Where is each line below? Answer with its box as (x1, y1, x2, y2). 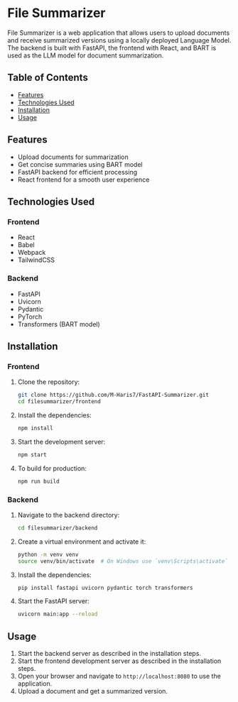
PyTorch (17, 312, 43, 321)
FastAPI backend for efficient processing (17, 168, 138, 176)
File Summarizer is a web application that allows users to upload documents (7, 28, 230, 37)
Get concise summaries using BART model (17, 160, 144, 168)
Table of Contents (7, 72, 89, 84)
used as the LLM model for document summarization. (7, 51, 164, 60)
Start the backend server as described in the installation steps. (17, 649, 201, 658)
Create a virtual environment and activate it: (17, 537, 146, 546)
